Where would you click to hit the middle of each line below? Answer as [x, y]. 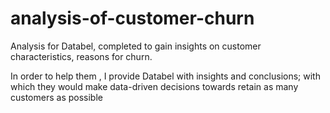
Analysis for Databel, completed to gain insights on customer [136, 46]
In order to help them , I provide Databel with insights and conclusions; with [165, 76]
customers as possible [56, 97]
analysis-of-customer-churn [132, 18]
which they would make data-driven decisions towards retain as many [154, 86]
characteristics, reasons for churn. [81, 56]
